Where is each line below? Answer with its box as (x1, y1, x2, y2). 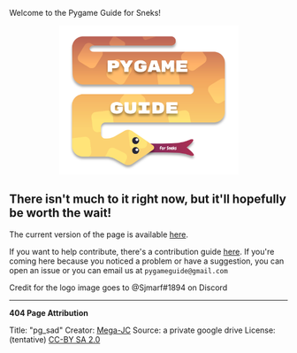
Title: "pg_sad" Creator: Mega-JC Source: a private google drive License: (9, 325, 276, 335)
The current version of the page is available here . (9, 229, 188, 240)
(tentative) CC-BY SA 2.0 (9, 334, 101, 344)
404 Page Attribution (9, 307, 88, 318)
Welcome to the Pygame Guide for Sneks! (9, 8, 162, 18)
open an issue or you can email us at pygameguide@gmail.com (9, 265, 228, 275)
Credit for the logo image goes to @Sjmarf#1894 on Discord (9, 282, 228, 293)
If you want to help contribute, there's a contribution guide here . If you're (9, 246, 275, 257)
